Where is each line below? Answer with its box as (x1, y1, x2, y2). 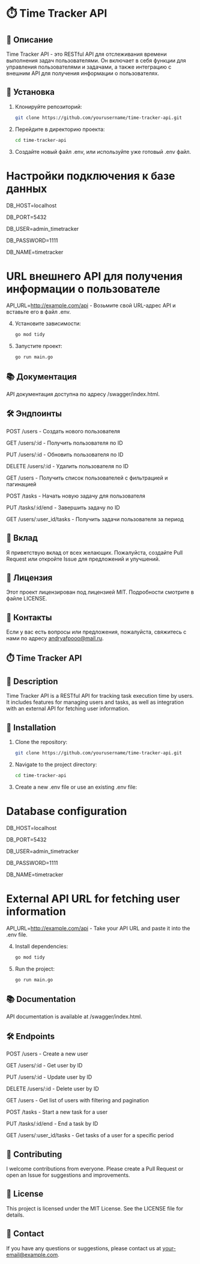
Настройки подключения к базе (6, 169, 175, 183)
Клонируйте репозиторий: (14, 103, 82, 110)
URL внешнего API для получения (6, 269, 183, 283)
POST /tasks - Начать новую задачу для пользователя (6, 492, 145, 499)
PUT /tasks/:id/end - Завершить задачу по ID (6, 504, 120, 511)
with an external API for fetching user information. (6, 705, 130, 712)
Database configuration (6, 805, 127, 818)
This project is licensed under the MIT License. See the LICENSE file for (6, 1204, 184, 1212)
